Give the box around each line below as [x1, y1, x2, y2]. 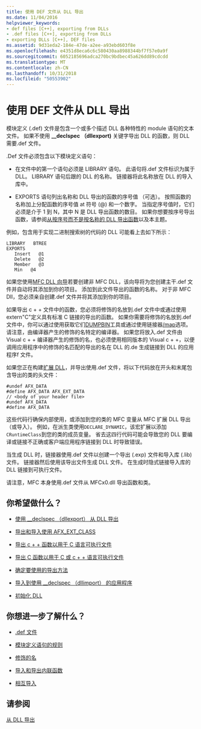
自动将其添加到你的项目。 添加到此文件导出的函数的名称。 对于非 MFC [16, 286, 191, 293]
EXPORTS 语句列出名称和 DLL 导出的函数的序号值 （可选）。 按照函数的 [14, 193, 191, 200]
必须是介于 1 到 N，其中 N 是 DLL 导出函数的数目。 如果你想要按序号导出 [14, 208, 195, 215]
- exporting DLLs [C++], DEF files [6, 37, 96, 43]
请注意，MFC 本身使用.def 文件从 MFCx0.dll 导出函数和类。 [6, 479, 154, 486]
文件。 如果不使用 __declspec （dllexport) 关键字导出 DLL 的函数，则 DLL [6, 132, 190, 140]
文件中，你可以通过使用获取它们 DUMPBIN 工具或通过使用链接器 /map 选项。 [6, 321, 191, 328]
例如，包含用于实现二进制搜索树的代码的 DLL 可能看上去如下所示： [6, 229, 172, 236]
